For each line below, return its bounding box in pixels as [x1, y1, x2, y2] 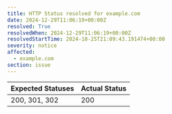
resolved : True [7, 23, 51, 30]
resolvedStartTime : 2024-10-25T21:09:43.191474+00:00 [7, 36, 166, 43]
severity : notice [7, 42, 57, 49]
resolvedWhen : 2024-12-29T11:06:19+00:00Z [7, 29, 131, 37]
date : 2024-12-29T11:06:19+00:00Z [7, 17, 107, 23]
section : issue [7, 61, 51, 68]
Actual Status [80, 84, 126, 93]
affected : [7, 49, 36, 56]
